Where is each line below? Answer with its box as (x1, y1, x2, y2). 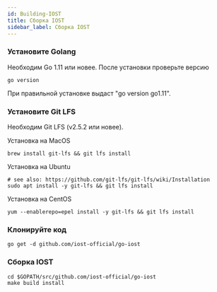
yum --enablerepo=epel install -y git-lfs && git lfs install (7, 208, 194, 216)
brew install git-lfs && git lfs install (7, 150, 131, 157)
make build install (7, 279, 65, 286)
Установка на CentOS (7, 194, 72, 203)
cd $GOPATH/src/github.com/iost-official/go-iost (7, 273, 157, 280)
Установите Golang (7, 47, 76, 57)
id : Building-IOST (7, 10, 61, 18)
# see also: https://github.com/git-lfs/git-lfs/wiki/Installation (7, 176, 211, 183)
